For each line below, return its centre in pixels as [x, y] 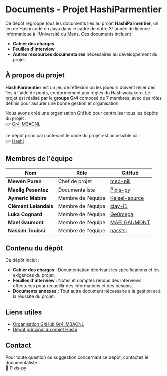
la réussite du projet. [34, 296]
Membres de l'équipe [39, 159]
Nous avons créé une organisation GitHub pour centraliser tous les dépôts [82, 113]
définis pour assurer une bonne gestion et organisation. [63, 103]
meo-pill [120, 181]
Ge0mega [122, 214]
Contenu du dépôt [34, 248]
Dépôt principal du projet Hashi [45, 330]
